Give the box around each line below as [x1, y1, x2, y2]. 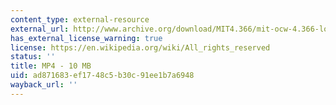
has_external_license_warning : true [10, 33, 163, 43]
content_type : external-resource [10, 14, 150, 25]
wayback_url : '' [10, 80, 78, 90]
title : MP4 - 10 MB [10, 61, 92, 71]
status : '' [10, 52, 56, 62]
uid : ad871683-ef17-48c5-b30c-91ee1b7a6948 [10, 71, 195, 81]
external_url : [10, 24, 70, 34]
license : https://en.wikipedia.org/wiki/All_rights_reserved [10, 42, 271, 53]
